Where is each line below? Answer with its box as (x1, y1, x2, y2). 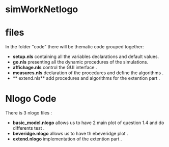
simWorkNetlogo (5, 4, 78, 15)
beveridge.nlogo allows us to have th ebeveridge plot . (12, 131, 128, 137)
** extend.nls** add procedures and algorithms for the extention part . (12, 75, 160, 81)
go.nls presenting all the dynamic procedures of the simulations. (12, 59, 149, 65)
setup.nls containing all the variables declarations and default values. (12, 53, 159, 60)
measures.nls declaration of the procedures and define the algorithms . (12, 70, 164, 76)
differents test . (12, 125, 45, 131)
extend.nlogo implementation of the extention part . (12, 136, 122, 142)
